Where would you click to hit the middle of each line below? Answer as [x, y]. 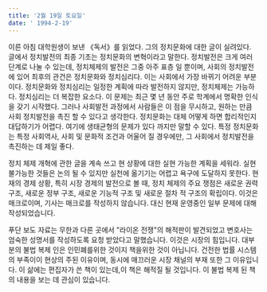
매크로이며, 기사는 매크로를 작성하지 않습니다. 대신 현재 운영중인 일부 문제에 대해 [133, 203]
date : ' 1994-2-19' [41, 23]
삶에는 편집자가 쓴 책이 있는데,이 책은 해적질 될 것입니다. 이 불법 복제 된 [137, 269]
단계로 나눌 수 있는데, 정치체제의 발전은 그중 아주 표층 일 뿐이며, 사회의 [118, 66]
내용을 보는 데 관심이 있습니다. [63, 279]
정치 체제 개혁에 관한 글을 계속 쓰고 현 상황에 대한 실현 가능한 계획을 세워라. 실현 [132, 163]
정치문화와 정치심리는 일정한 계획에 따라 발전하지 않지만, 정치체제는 [129, 86]
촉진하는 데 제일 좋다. [41, 146]
